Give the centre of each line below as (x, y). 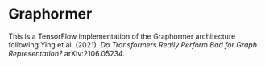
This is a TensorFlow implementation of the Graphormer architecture (122, 36)
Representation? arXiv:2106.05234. (66, 53)
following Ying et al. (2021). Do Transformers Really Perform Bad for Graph (133, 44)
